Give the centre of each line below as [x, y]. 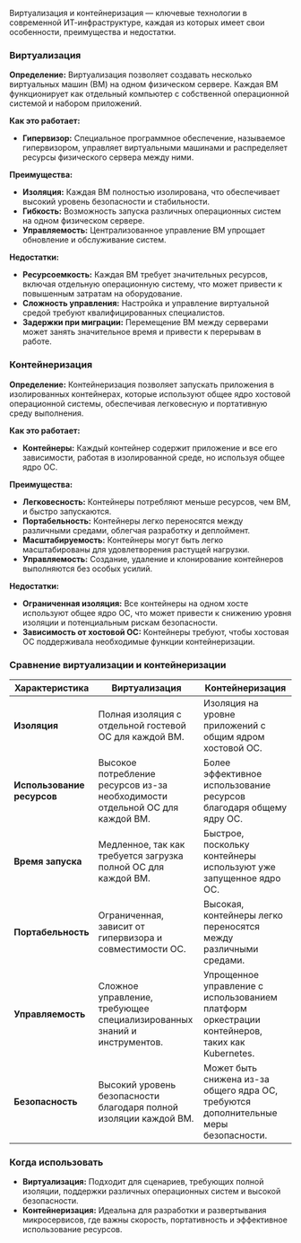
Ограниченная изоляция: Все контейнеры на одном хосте [135, 603]
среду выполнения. [47, 413]
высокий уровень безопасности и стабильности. [116, 202]
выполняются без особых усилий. [87, 569]
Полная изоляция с [140, 714]
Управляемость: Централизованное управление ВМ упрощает [144, 230]
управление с [233, 985]
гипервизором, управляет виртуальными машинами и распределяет [155, 148]
